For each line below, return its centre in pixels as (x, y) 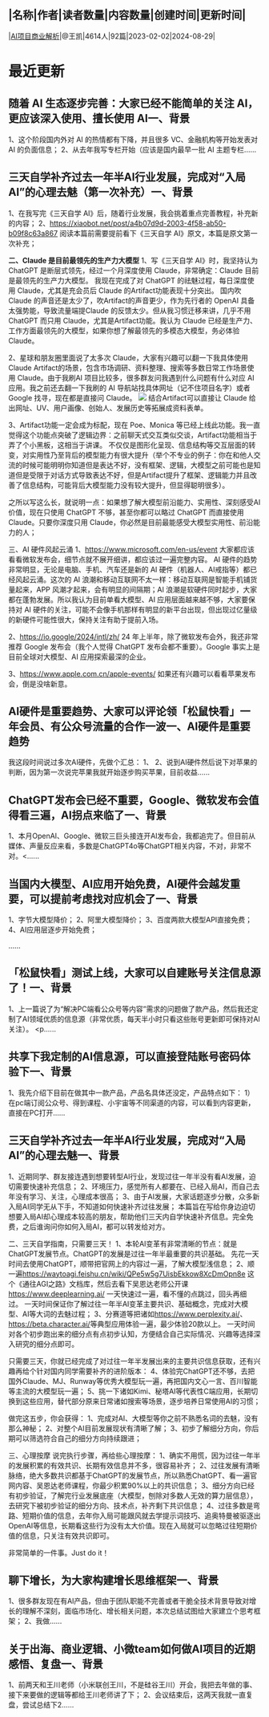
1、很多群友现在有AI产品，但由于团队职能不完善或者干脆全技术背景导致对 (129, 1601)
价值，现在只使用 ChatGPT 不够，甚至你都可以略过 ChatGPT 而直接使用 (126, 512)
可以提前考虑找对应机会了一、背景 (113, 899)
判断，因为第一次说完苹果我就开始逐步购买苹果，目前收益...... (109, 772)
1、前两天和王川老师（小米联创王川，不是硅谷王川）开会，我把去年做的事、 (132, 1685)
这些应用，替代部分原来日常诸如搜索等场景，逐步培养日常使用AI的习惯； (141, 1401)
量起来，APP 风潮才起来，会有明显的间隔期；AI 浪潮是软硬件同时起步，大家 (133, 589)
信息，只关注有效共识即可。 (68, 1536)
